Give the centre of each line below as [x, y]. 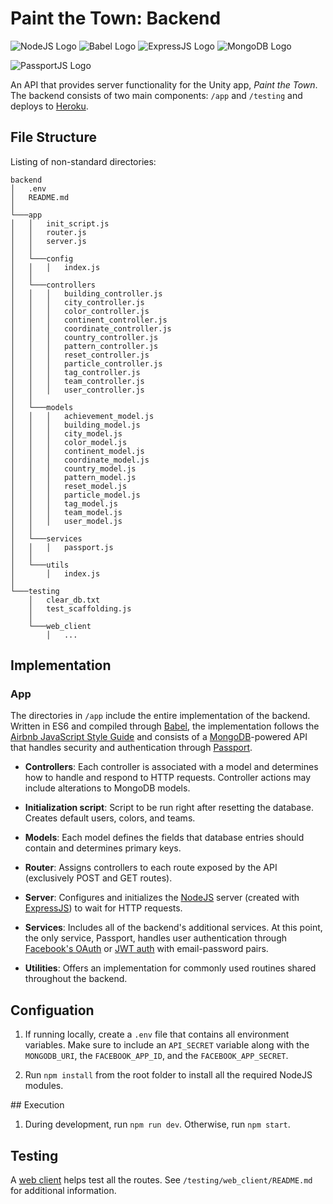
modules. [44, 1086]
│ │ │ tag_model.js [64, 503]
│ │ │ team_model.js [66, 512]
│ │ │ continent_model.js [77, 451]
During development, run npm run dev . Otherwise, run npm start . [157, 1124]
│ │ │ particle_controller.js [86, 363]
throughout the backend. [76, 979]
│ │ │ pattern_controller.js [84, 346]
